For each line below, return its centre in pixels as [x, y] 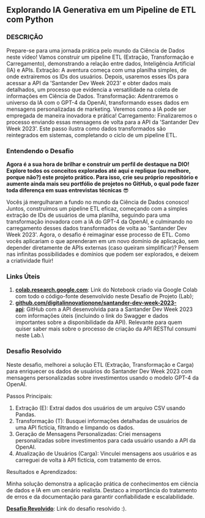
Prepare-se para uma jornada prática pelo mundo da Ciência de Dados [95, 50]
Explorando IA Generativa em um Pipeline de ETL [101, 10]
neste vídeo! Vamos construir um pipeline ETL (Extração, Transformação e [100, 57]
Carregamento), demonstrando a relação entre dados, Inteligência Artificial [101, 63]
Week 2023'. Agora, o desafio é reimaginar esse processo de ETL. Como [98, 235]
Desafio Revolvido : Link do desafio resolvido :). [66, 508]
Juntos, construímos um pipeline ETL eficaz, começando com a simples [97, 208]
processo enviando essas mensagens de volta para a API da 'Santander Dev [102, 122]
